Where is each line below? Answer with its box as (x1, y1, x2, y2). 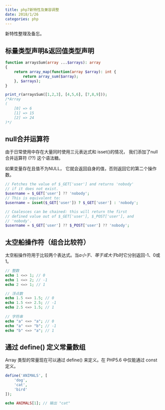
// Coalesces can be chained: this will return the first (5, 209, 127, 214)
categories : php (5, 16, 39, 21)
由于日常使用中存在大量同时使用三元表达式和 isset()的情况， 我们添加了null (5, 149, 158, 155)
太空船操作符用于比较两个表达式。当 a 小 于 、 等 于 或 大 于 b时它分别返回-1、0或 (5, 252, 161, 258)
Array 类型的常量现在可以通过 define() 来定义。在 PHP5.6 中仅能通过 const (5, 357, 158, 363)
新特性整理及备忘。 (5, 31, 45, 37)
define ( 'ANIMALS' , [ (5, 373, 48, 378)
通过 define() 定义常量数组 (5, 343, 86, 351)
